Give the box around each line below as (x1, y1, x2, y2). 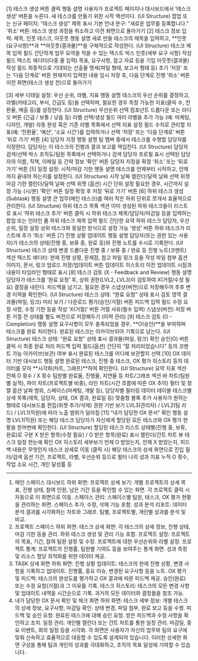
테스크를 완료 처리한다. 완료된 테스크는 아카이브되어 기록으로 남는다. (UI (6, 328, 171, 335)
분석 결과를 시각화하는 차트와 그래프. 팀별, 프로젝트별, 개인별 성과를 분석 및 (14, 509, 186, 515)
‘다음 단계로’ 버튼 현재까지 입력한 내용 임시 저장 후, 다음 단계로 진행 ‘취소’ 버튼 (12, 71, 190, 79)
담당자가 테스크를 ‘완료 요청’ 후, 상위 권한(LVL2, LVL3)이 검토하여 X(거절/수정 (6, 276, 184, 283)
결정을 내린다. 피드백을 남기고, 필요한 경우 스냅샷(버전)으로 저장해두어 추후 (14, 284, 184, 291)
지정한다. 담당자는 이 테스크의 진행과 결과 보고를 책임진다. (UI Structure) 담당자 (6, 144, 189, 150)
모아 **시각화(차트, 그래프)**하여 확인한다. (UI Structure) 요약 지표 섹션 (21, 365, 187, 372)
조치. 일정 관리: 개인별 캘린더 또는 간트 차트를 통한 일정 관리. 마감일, (30, 619, 186, 626)
